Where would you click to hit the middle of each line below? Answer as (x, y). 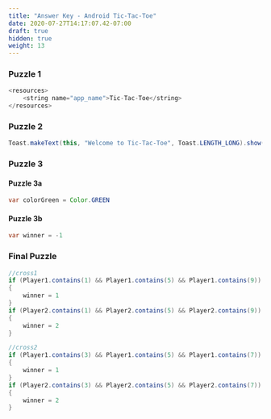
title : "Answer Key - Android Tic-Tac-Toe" (83, 16)
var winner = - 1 (35, 236)
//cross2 (23, 348)
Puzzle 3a (25, 183)
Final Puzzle (33, 257)
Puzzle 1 (25, 74)
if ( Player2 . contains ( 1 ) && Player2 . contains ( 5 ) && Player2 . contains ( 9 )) (135, 310)
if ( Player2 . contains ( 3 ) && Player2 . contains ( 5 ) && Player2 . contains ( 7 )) (135, 385)
